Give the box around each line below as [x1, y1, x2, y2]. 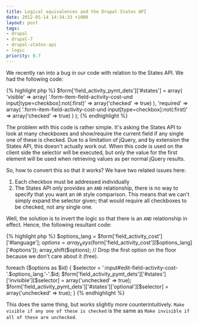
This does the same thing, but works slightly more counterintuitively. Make [6, 301, 185, 308]
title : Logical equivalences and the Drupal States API [6, 8, 147, 15]
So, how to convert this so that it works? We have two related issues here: [6, 167, 186, 174]
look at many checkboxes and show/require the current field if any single [6, 130, 184, 137]
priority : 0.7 [6, 53, 41, 59]
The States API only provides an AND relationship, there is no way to [14, 184, 178, 192]
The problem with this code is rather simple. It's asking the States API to [6, 123, 181, 130]
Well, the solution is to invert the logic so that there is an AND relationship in [6, 215, 188, 222]
